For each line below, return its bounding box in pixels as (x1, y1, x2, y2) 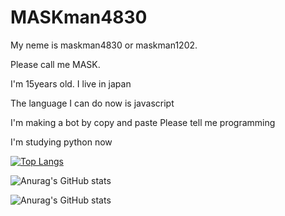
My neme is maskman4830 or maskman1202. (10, 39, 198, 51)
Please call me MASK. (10, 58, 101, 70)
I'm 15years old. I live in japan (10, 77, 132, 90)
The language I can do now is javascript (10, 97, 175, 109)
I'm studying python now (10, 136, 113, 148)
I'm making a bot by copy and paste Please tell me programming (10, 116, 276, 128)
